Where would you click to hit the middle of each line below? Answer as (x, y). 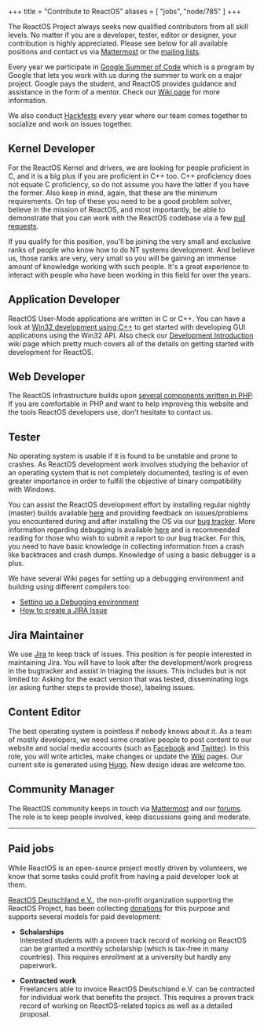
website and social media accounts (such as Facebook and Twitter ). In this (129, 747)
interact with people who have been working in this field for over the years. (130, 275)
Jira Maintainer (46, 635)
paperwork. (38, 965)
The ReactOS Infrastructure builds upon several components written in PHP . (131, 396)
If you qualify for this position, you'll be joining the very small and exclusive (130, 241)
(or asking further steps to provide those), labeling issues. (102, 688)
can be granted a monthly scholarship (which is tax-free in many (124, 948)
